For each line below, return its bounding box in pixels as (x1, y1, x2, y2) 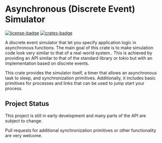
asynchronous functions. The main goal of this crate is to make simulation (5, 45, 154, 50)
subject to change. (5, 118, 43, 123)
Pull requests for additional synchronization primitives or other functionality (5, 127, 157, 133)
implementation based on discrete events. (5, 60, 89, 66)
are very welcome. (5, 132, 42, 138)
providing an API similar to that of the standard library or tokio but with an (5, 55, 153, 61)
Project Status (5, 99, 50, 108)
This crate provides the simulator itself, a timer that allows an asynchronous (5, 70, 157, 75)
